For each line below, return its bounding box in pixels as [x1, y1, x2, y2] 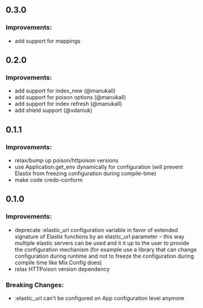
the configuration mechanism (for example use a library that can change [14, 246, 197, 253]
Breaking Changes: [6, 280, 64, 289]
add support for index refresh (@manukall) [14, 100, 122, 108]
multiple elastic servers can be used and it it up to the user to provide [14, 239, 190, 247]
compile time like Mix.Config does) [14, 258, 102, 266]
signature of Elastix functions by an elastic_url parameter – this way [14, 233, 185, 240]
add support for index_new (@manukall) [14, 87, 116, 94]
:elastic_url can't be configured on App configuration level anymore [14, 295, 185, 302]
